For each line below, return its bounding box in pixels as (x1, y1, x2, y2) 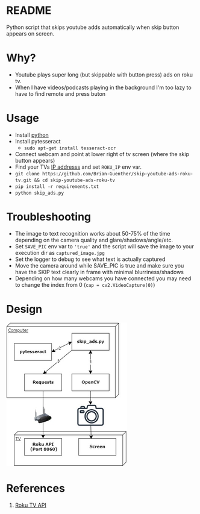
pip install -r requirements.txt (14, 183, 99, 190)
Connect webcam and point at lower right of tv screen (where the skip (14, 150, 190, 157)
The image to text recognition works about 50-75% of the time (14, 230, 170, 237)
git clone (14, 171, 40, 177)
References (6, 481, 65, 495)
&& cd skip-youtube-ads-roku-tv (34, 177, 116, 183)
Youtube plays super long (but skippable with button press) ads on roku (14, 71, 193, 78)
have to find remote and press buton (14, 90, 106, 97)
